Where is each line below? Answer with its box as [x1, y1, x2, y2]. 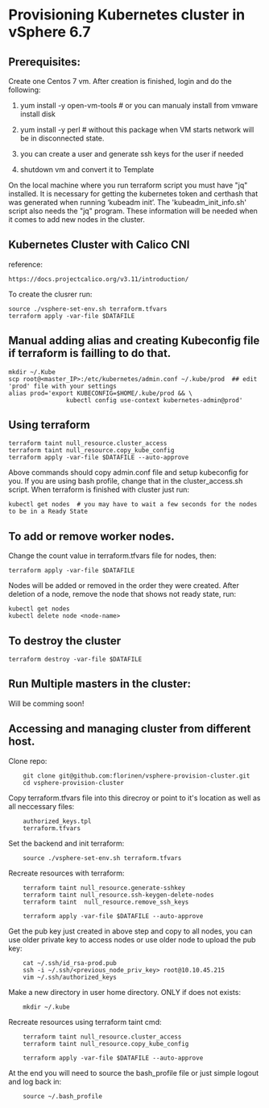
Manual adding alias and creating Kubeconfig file [8, 334, 260, 348]
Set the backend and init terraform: [8, 838, 125, 848]
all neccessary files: [8, 801, 75, 811]
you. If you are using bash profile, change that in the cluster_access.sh [8, 476, 243, 486]
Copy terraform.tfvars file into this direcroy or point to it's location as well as [8, 793, 261, 803]
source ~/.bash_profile [23, 1092, 103, 1100]
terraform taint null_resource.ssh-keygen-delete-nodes [23, 891, 215, 899]
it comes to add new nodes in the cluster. [8, 215, 145, 224]
